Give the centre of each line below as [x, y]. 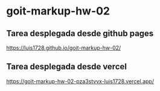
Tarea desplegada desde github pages [80, 33]
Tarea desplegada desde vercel [66, 67]
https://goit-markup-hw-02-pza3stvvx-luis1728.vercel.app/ [80, 81]
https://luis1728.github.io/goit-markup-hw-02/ [64, 48]
